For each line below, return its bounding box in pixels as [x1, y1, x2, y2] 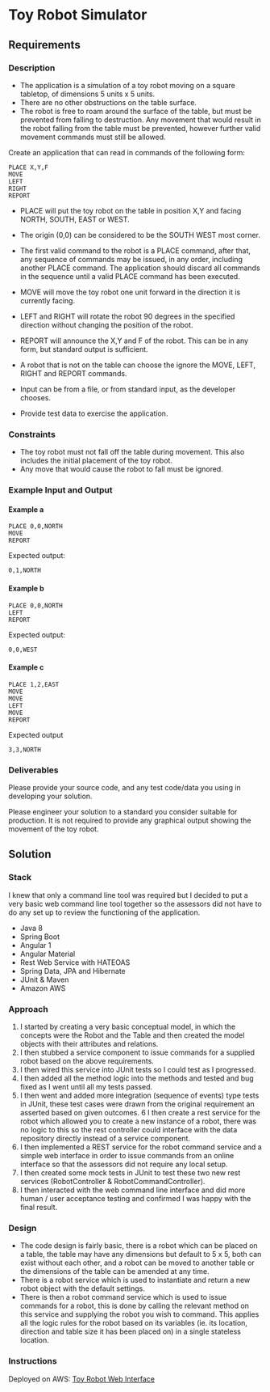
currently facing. [19, 295, 75, 305]
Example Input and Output [8, 484, 113, 496]
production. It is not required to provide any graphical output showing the [8, 815, 251, 825]
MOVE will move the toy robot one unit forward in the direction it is [19, 287, 241, 297]
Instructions [8, 1356, 58, 1367]
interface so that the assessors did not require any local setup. [19, 1159, 228, 1169]
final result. [19, 1202, 58, 1212]
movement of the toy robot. [8, 824, 99, 834]
